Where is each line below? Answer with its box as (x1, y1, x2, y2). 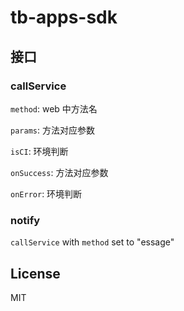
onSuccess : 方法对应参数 (10, 166, 109, 178)
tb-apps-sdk (10, 6, 118, 29)
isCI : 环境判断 (10, 145, 69, 157)
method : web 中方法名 (10, 102, 98, 115)
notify (10, 213, 41, 227)
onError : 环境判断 (10, 187, 83, 200)
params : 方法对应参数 (10, 124, 95, 136)
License (10, 265, 61, 282)
